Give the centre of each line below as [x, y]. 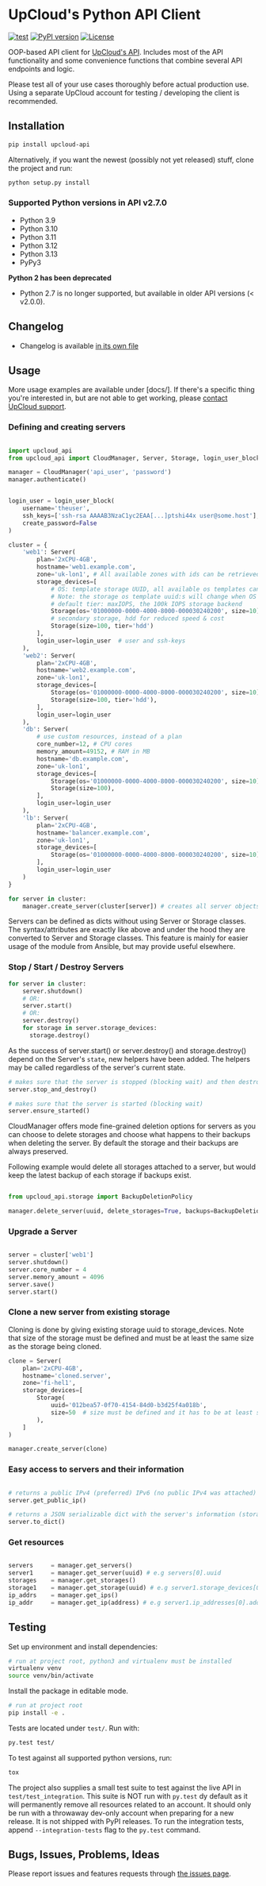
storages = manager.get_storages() [72, 1581]
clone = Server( [35, 1361]
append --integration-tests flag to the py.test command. [104, 1830]
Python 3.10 [38, 229]
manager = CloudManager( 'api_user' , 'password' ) [90, 472]
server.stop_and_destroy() [53, 1090]
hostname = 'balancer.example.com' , [93, 833]
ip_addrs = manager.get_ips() [63, 1595]
